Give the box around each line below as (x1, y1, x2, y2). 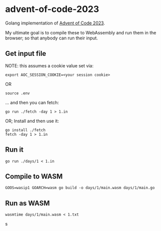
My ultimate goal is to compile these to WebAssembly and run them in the (5, 29, 157, 35)
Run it (5, 146, 24, 154)
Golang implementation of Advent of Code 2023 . (5, 20, 105, 26)
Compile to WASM (5, 172, 63, 181)
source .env (5, 91, 30, 96)
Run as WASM (5, 199, 50, 208)
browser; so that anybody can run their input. (5, 35, 98, 41)
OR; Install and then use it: (5, 118, 59, 124)
